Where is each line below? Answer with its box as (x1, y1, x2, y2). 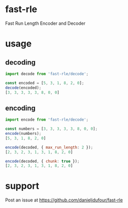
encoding (5, 103, 36, 112)
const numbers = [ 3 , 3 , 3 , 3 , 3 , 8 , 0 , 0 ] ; (5, 126, 98, 132)
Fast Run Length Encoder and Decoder (5, 20, 86, 26)
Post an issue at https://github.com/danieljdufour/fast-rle (5, 197, 123, 203)
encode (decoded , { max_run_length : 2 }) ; (5, 145, 93, 150)
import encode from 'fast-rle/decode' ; (5, 117, 89, 122)
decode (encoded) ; (5, 85, 42, 90)
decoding (5, 58, 36, 67)
